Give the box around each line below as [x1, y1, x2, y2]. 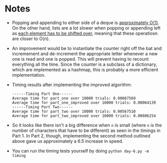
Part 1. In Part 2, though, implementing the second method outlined [12, 132, 151, 138]
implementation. [12, 72, 46, 78]
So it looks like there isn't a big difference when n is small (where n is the [12, 122, 162, 128]
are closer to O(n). [12, 36, 50, 42]
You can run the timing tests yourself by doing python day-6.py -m [12, 147, 149, 153]
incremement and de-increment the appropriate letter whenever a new [12, 51, 158, 57]
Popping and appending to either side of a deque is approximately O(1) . [12, 20, 159, 26]
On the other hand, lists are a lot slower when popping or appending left [12, 25, 161, 31]
